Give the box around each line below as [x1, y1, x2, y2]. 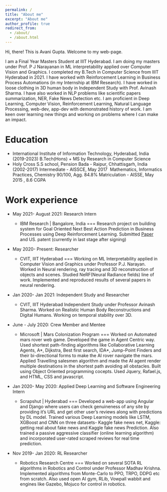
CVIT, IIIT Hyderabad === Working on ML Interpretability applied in [19, 255, 158, 261]
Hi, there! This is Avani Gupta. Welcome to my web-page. [5, 48, 123, 55]
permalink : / [5, 7, 32, 12]
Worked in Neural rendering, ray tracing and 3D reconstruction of [19, 266, 154, 272]
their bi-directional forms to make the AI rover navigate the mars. [19, 352, 153, 359]
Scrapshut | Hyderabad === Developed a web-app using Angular [19, 398, 155, 404]
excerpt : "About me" [5, 16, 48, 21]
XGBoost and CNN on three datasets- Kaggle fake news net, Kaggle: [19, 419, 161, 425]
